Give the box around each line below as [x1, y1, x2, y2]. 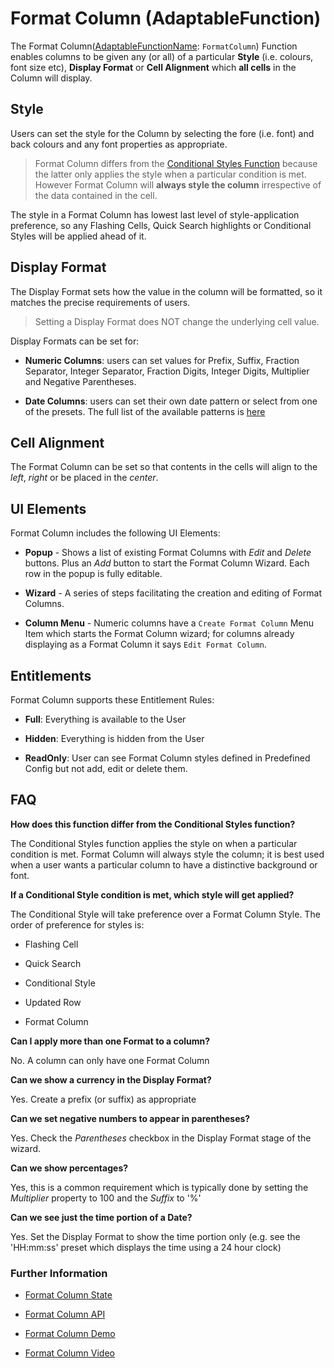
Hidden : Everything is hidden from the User [24, 733, 205, 744]
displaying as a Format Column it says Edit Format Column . [24, 638, 267, 651]
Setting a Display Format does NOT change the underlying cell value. [34, 315, 320, 327]
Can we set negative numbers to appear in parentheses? [10, 1112, 251, 1124]
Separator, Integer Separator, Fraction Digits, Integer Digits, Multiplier [24, 365, 310, 377]
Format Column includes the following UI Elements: [10, 527, 221, 539]
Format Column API [24, 1308, 106, 1321]
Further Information [10, 1266, 108, 1280]
